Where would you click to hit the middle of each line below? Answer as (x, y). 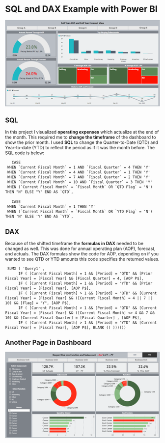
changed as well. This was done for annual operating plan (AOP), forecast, (80, 249)
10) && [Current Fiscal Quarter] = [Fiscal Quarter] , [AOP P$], (73, 318)
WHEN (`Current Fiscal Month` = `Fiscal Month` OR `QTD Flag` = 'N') (80, 187)
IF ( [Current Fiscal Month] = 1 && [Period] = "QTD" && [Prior (85, 274)
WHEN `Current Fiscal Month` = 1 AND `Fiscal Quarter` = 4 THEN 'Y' (79, 167)
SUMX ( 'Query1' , (26, 269)
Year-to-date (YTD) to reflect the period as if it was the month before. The (80, 148)
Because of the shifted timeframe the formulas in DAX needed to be (74, 244)
